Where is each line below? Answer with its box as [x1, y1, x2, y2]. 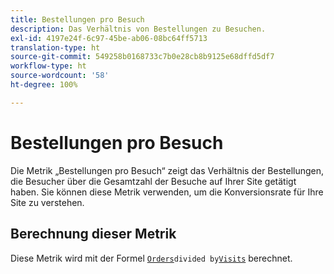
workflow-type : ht [10, 61, 87, 71]
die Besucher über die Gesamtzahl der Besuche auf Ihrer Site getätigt [10, 175, 297, 187]
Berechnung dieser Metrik [10, 226, 177, 243]
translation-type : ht [10, 42, 101, 53]
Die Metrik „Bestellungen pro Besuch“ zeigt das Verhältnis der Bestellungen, [10, 164, 325, 176]
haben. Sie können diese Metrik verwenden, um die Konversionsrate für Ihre [10, 186, 324, 198]
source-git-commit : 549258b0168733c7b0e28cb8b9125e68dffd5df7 [10, 52, 275, 62]
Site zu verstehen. [10, 196, 85, 208]
